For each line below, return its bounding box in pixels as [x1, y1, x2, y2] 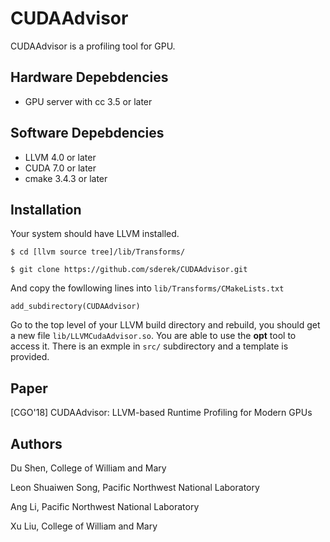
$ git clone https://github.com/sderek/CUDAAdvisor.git [10, 265, 248, 275]
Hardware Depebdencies [10, 69, 169, 86]
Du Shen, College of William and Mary [10, 462, 167, 474]
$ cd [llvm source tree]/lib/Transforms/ [10, 247, 186, 257]
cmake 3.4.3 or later [24, 172, 108, 184]
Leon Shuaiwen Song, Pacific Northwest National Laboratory [10, 482, 260, 493]
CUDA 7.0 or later [24, 162, 97, 174]
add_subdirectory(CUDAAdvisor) [10, 302, 141, 312]
